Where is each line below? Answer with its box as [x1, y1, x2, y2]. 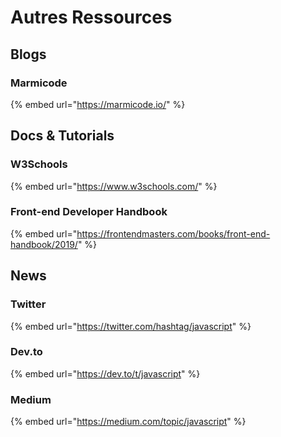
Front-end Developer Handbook [10, 205, 168, 219]
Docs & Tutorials [10, 127, 115, 145]
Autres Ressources [10, 6, 173, 29]
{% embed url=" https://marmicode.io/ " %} [10, 98, 186, 110]
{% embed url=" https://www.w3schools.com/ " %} [10, 180, 218, 192]
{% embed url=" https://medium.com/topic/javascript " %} [10, 416, 247, 428]
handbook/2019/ [10, 238, 78, 250]
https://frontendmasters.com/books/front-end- [76, 227, 271, 240]
